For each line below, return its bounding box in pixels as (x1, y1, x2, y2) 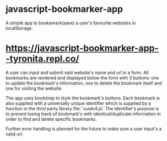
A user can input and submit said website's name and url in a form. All (5, 70, 149, 75)
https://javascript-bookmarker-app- (5, 43, 159, 54)
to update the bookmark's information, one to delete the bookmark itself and (5, 80, 162, 86)
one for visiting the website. (5, 85, 63, 91)
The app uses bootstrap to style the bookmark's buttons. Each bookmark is (5, 95, 160, 101)
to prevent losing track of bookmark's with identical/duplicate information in (5, 111, 161, 117)
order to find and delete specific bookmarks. (5, 116, 97, 122)
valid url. (5, 131, 24, 137)
